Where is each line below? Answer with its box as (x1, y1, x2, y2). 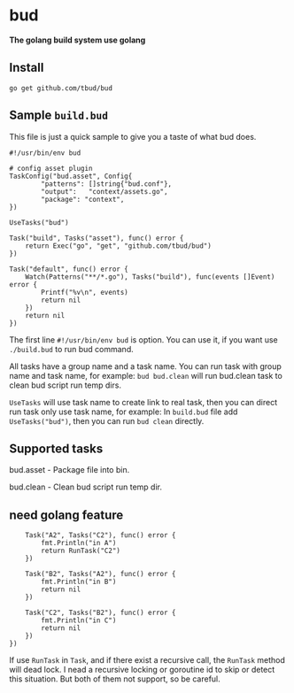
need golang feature (9, 507, 124, 522)
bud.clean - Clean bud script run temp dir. (9, 481, 162, 492)
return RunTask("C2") (41, 546, 121, 556)
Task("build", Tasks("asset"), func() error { (9, 234, 184, 243)
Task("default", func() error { (9, 265, 128, 273)
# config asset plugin (9, 164, 93, 173)
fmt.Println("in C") (41, 616, 117, 625)
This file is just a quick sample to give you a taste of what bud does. (9, 131, 257, 142)
